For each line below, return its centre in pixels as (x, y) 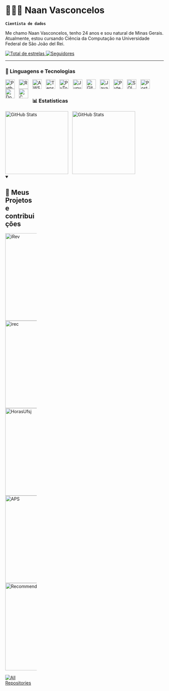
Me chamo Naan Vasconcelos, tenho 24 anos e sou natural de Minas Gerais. (84, 33)
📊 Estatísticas (50, 101)
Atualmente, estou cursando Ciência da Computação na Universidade (77, 38)
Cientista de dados (26, 24)
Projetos (19, 200)
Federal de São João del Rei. (35, 44)
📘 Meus (17, 193)
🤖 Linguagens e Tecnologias (40, 71)
